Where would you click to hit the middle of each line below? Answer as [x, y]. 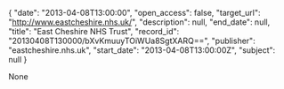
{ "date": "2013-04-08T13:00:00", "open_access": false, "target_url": [134, 13]
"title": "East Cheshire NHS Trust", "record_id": [94, 31]
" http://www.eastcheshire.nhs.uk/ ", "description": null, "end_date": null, [139, 22]
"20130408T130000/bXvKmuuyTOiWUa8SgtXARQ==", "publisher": [132, 41]
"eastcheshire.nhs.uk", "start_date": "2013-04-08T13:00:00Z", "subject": [142, 50]
